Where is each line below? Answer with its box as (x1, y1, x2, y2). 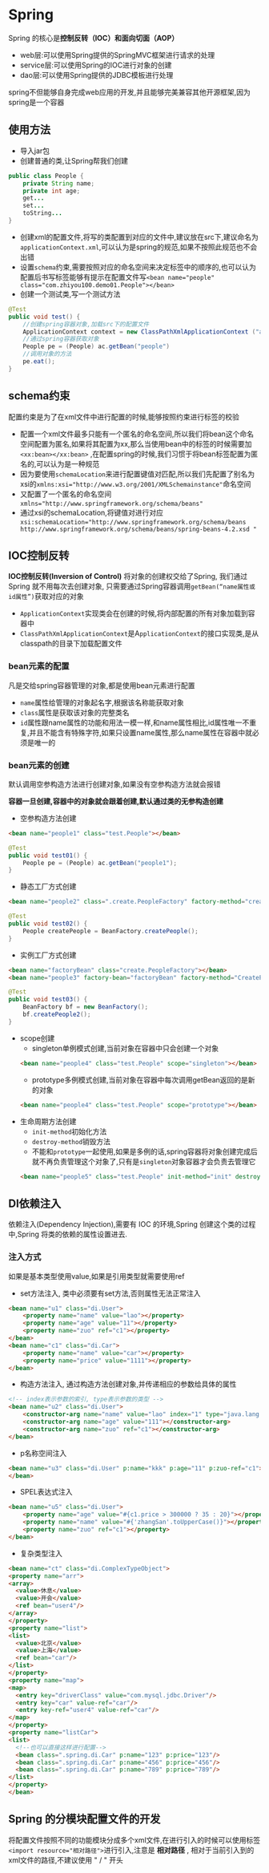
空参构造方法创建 (19, 813, 77, 823)
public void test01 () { (8, 852, 88, 860)
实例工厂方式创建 (19, 950, 77, 960)
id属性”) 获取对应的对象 (8, 592, 84, 601)
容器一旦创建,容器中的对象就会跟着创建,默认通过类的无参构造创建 (8, 796, 224, 806)
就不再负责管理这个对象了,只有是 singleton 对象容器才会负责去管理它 (31, 1156, 256, 1166)
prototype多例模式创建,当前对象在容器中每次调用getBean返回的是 (31, 1074, 248, 1084)
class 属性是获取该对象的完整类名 (19, 707, 130, 717)
